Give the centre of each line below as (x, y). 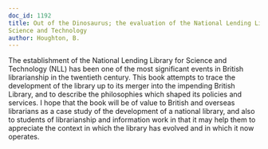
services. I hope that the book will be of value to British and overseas (122, 103)
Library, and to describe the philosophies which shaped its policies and (125, 94)
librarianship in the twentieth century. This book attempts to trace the (122, 77)
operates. (24, 137)
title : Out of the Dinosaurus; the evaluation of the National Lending (130, 23)
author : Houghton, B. (44, 38)
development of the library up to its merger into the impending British (122, 86)
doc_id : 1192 (30, 16)
